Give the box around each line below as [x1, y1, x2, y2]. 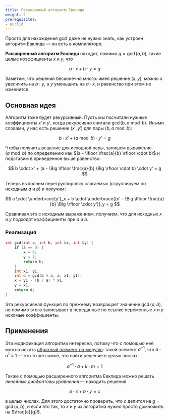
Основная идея [5, 101, 57, 109]
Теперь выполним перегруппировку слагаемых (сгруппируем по [5, 181, 146, 187]
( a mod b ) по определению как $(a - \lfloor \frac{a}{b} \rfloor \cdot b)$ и [5, 150, 160, 156]
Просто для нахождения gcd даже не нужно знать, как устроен [5, 35, 144, 41]
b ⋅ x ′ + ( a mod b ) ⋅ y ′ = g [59, 135, 111, 141]
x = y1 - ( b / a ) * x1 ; [14, 278, 65, 283]
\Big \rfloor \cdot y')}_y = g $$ [57, 201, 120, 207]
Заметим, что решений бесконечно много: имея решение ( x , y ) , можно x [5, 75, 163, 81]
